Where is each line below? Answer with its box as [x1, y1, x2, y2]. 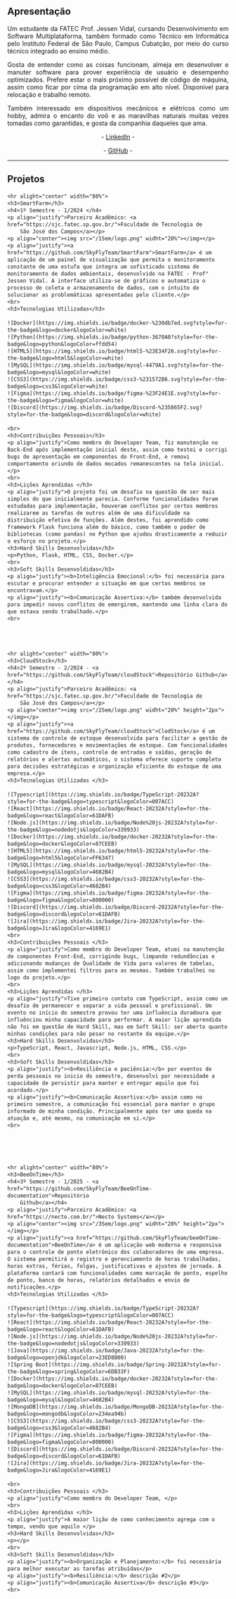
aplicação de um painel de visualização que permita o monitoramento [7, 256, 216, 263]
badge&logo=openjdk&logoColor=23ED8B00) [7, 1354, 128, 1361]
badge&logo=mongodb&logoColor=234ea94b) [7, 1410, 128, 1417]
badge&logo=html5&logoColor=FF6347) [7, 854, 114, 861]
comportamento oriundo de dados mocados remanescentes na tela [7, 460, 197, 467]
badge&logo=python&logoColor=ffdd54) [7, 341, 118, 348]
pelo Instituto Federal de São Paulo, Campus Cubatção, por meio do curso [7, 39, 229, 48]
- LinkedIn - [100, 132, 136, 141]
